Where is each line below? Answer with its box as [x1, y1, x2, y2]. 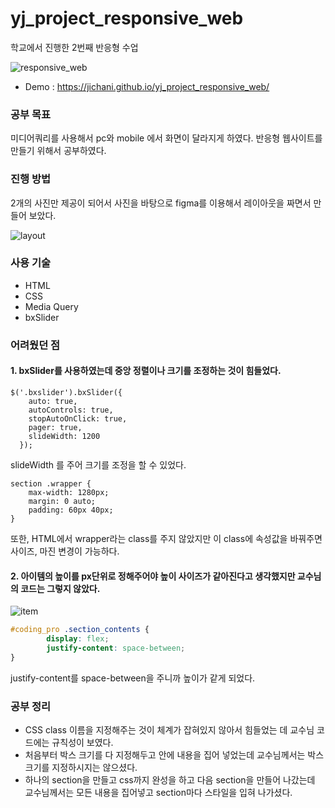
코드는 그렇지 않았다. [20, 582, 101, 594]
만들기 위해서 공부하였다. [10, 145, 107, 157]
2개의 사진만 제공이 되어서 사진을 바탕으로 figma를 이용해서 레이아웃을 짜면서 [10, 197, 312, 209]
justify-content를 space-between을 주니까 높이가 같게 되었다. [10, 672, 256, 684]
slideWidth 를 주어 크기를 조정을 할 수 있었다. [10, 458, 187, 471]
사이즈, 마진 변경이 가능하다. [10, 545, 120, 557]
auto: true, [28, 396, 78, 406]
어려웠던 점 [10, 338, 61, 352]
